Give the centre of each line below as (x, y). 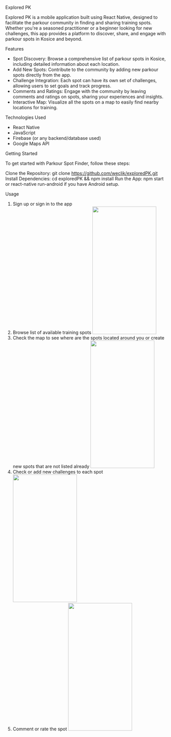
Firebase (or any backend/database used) (57, 138)
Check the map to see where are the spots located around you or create (89, 338)
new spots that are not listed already (51, 466)
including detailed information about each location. (66, 64)
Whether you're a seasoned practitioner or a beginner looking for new (79, 28)
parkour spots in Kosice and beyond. (44, 39)
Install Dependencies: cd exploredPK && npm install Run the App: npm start (84, 179)
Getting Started (21, 153)
